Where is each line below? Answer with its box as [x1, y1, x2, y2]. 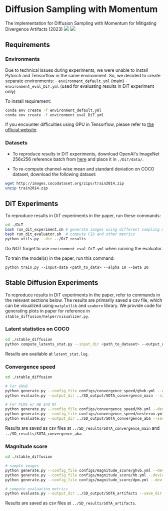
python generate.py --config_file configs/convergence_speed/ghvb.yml [5, 388, 155, 393]
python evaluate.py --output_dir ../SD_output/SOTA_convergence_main [5, 393, 153, 398]
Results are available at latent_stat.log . [5, 351, 89, 357]
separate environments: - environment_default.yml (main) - [5, 78, 127, 84]
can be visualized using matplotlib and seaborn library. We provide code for [5, 302, 162, 308]
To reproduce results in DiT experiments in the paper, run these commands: [5, 213, 161, 219]
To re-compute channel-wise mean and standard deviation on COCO [12, 165, 154, 172]
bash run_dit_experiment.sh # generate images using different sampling [5, 227, 160, 232]
